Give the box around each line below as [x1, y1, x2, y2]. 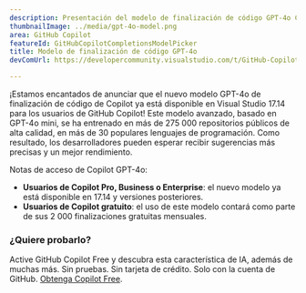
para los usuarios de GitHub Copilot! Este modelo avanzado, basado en [9, 108, 278, 118]
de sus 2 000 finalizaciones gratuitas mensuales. [22, 211, 208, 221]
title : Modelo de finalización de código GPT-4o [9, 47, 198, 56]
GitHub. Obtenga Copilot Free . [9, 274, 123, 285]
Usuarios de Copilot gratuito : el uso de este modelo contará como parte [22, 201, 296, 212]
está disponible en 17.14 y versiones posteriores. [22, 192, 204, 202]
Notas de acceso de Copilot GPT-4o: [9, 165, 148, 175]
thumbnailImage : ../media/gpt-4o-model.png [9, 22, 178, 31]
